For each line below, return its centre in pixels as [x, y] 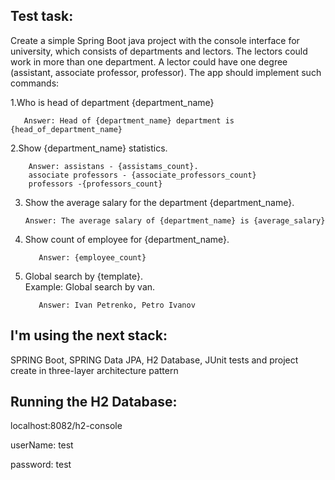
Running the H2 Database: [94, 402]
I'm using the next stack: [89, 335]
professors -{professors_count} [95, 184]
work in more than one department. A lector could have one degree [149, 61]
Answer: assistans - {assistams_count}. [113, 166]
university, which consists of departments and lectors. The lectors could [159, 51]
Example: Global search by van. [90, 286]
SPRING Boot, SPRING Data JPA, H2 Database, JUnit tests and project [154, 360]
